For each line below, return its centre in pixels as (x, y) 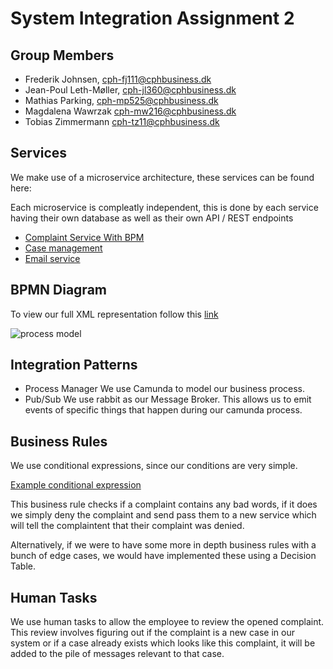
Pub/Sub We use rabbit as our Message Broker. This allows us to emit (168, 399)
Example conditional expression (76, 485)
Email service (52, 258)
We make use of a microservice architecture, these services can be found (162, 177)
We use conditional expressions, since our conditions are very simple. (154, 466)
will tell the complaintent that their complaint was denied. (127, 526)
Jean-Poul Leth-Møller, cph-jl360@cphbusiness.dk (130, 90)
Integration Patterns (74, 365)
